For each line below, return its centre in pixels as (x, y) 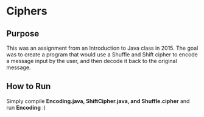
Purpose (23, 34)
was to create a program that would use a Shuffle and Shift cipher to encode (102, 55)
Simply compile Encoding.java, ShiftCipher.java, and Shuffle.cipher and (98, 101)
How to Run (29, 86)
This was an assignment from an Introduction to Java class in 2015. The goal (102, 48)
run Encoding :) (26, 107)
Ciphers (27, 11)
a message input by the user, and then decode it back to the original (92, 61)
